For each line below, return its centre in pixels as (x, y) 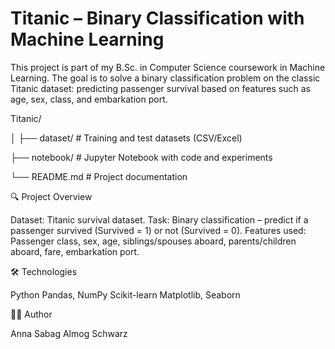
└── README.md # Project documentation (99, 176)
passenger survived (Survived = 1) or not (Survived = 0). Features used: (158, 230)
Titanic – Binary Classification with (157, 18)
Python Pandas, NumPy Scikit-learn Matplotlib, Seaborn (125, 294)
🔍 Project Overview (51, 196)
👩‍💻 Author (31, 314)
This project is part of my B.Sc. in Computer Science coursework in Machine (168, 67)
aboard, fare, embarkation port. (75, 251)
